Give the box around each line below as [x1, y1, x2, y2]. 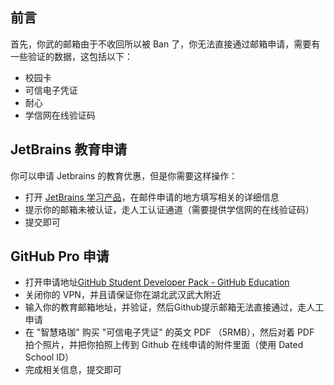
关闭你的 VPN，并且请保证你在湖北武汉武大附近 [24, 289, 222, 301]
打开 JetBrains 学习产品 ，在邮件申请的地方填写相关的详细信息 [24, 191, 280, 203]
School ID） [24, 351, 75, 363]
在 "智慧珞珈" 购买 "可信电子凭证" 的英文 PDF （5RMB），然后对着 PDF [24, 326, 315, 338]
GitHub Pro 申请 [10, 248, 110, 265]
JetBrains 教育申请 [10, 141, 128, 158]
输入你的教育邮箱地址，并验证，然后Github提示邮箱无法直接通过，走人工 [24, 301, 325, 313]
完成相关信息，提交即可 [24, 364, 122, 376]
